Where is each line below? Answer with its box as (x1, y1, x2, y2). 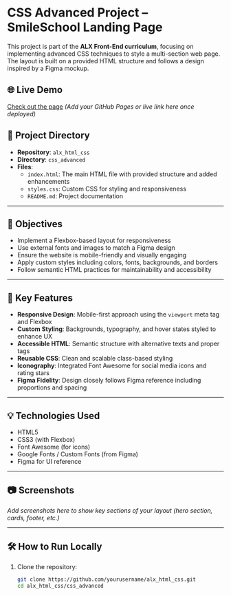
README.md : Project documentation (27, 191, 124, 200)
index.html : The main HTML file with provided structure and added (27, 170, 218, 178)
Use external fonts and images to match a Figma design (16, 244, 175, 252)
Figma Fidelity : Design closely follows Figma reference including (16, 376, 201, 385)
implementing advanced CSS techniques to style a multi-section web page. (7, 50, 221, 58)
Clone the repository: (16, 562, 78, 571)
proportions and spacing (16, 383, 87, 392)
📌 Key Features (7, 292, 74, 304)
